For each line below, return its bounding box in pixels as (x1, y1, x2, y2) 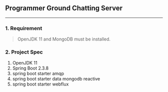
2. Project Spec (5, 48, 43, 55)
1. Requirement (5, 24, 42, 31)
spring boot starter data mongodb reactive (12, 76, 100, 82)
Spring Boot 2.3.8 (12, 65, 49, 71)
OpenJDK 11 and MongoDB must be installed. (17, 36, 111, 42)
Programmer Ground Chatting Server (5, 4, 123, 12)
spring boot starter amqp (12, 70, 64, 76)
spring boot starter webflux (12, 81, 69, 87)
